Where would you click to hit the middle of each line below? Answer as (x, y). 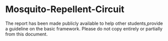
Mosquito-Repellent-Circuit (65, 9)
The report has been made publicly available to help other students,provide (84, 23)
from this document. (26, 34)
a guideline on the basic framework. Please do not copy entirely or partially (84, 28)
